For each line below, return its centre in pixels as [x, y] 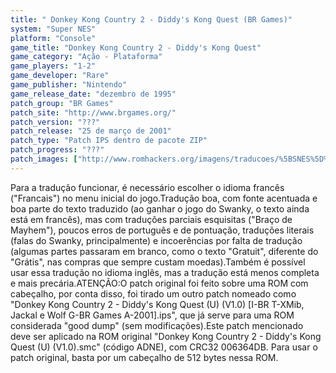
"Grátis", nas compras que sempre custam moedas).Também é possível [158, 262]
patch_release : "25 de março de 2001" [91, 131]
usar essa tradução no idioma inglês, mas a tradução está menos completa [165, 272]
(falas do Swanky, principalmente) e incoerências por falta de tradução [156, 240]
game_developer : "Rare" [60, 76]
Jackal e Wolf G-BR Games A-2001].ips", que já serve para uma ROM [152, 315]
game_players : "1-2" [53, 66]
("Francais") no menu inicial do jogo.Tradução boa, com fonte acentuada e [164, 198]
